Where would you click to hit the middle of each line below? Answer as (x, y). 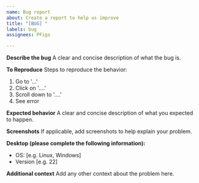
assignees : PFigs (28, 35)
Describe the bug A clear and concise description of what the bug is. (94, 58)
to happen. (20, 120)
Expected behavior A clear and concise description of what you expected (100, 113)
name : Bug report (28, 12)
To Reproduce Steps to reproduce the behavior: (67, 70)
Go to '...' (26, 82)
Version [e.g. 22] (36, 162)
